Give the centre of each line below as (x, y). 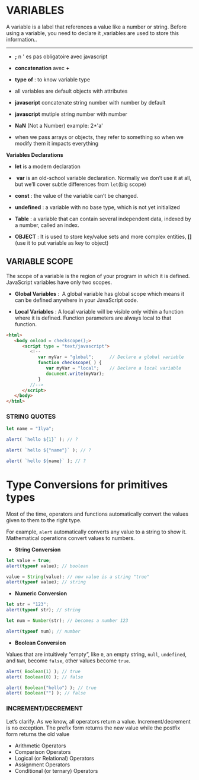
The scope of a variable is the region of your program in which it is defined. (98, 276)
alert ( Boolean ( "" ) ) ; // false (46, 693)
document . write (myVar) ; (75, 374)
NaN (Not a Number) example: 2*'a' (59, 125)
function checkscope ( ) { (70, 363)
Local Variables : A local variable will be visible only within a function (99, 311)
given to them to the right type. (44, 520)
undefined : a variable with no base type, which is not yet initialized (97, 207)
